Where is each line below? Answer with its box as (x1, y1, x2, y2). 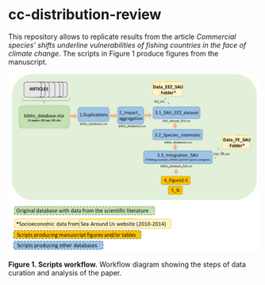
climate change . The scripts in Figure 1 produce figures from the (8, 48, 219, 58)
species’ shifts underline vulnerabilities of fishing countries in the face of (8, 40, 247, 49)
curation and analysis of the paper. (8, 268, 122, 277)
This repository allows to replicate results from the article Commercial (8, 32, 236, 41)
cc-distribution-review (8, 6, 162, 24)
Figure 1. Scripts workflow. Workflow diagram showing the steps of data (8, 260, 246, 269)
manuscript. (8, 57, 48, 67)
